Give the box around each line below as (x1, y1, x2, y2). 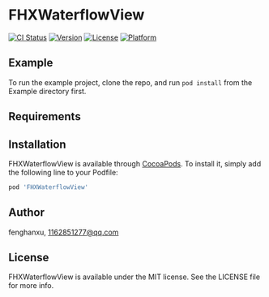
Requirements (8, 110, 81, 123)
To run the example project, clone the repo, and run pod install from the (8, 77, 253, 87)
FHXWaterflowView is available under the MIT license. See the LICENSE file (8, 272, 261, 282)
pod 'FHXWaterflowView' (8, 183, 89, 192)
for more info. (8, 281, 54, 291)
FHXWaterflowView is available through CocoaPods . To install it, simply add (8, 158, 262, 168)
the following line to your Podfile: (8, 167, 119, 177)
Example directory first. (8, 86, 87, 96)
